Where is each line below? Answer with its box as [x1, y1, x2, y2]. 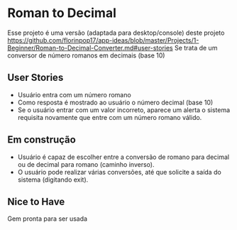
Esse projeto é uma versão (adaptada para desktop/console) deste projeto [7, 28, 225, 37]
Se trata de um [174, 43, 218, 52]
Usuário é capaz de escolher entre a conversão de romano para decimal [17, 153, 229, 161]
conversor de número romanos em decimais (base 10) [7, 51, 165, 60]
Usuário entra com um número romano [17, 90, 131, 99]
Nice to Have [7, 195, 65, 207]
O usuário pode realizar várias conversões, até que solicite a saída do [17, 168, 221, 176]
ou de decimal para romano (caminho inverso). [17, 160, 155, 168]
